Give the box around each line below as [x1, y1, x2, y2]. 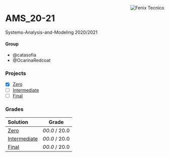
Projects [5, 70, 26, 77]
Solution [8, 118, 29, 125]
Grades [5, 106, 24, 113]
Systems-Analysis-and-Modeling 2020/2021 [5, 29, 98, 35]
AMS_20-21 [5, 13, 55, 24]
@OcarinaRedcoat [12, 57, 51, 63]
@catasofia [12, 52, 37, 58]
